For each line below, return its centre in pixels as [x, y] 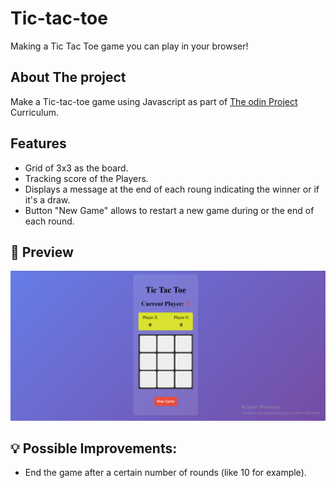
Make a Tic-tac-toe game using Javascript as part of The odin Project [154, 101]
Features [38, 143]
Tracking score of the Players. [86, 178]
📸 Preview [42, 252]
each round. [49, 221]
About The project [68, 77]
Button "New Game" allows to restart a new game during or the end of [169, 210]
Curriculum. [35, 112]
